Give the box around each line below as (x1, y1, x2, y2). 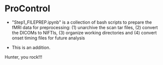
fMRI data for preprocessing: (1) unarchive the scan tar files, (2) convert (11, 24, 158, 30)
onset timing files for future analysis (11, 35, 85, 41)
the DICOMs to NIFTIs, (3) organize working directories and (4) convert (11, 30, 157, 35)
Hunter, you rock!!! (4, 54, 42, 60)
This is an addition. (11, 44, 50, 50)
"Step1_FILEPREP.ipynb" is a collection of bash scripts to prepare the (11, 19, 152, 25)
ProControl (4, 3, 50, 14)
